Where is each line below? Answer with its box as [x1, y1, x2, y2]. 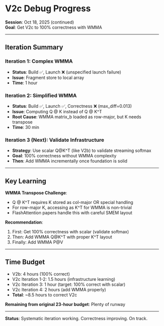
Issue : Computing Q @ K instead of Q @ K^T [12, 108, 102, 114]
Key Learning [5, 177, 46, 185]
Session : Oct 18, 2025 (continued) [5, 19, 74, 25]
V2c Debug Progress [5, 3, 91, 14]
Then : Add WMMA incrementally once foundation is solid [12, 158, 128, 164]
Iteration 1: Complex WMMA [5, 58, 73, 65]
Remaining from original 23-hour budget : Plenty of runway [5, 301, 125, 307]
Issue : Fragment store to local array [12, 75, 84, 80]
